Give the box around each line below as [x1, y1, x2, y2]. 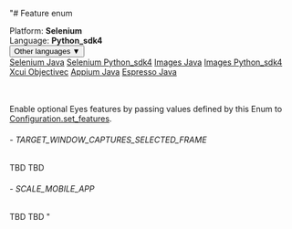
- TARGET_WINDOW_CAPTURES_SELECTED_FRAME [9, 134, 207, 145]
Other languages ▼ [14, 47, 80, 56]
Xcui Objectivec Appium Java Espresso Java [9, 67, 178, 77]
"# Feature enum [9, 8, 73, 18]
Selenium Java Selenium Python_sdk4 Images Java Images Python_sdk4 [9, 57, 283, 68]
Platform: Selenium [9, 26, 82, 36]
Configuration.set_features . [9, 113, 112, 124]
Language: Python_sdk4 [9, 36, 103, 46]
